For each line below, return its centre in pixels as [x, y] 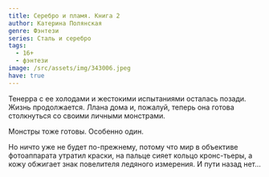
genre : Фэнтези [34, 31]
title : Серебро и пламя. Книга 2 [64, 16]
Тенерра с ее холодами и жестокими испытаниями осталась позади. [127, 98]
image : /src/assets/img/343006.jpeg [69, 68]
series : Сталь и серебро [50, 38]
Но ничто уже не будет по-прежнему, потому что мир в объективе [123, 146]
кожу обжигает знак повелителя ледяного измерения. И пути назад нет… [134, 164]
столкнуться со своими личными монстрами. [87, 115]
